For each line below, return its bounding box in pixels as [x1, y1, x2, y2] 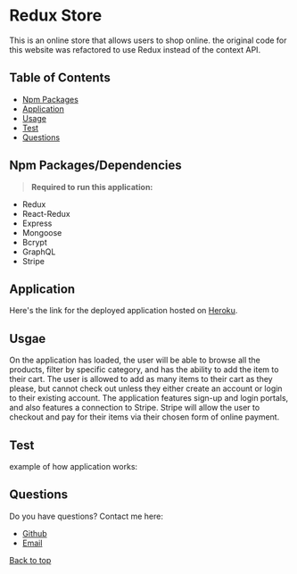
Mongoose [21, 227, 62, 237]
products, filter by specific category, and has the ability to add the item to [9, 364, 279, 375]
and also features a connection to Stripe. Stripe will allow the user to [9, 403, 260, 413]
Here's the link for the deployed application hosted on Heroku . [9, 305, 238, 316]
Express [21, 218, 53, 229]
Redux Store [9, 5, 103, 26]
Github [21, 528, 47, 538]
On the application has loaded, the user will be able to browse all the [9, 354, 260, 366]
